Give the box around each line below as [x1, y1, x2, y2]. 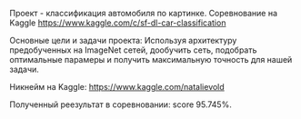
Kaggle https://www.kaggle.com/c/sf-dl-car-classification [9, 17, 226, 28]
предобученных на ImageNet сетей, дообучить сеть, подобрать [9, 45, 257, 55]
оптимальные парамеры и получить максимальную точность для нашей [9, 55, 293, 64]
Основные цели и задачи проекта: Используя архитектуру [9, 35, 237, 45]
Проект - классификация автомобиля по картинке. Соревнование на [9, 8, 278, 18]
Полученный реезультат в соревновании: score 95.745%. [9, 99, 232, 110]
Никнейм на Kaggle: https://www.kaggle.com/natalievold [9, 82, 225, 92]
